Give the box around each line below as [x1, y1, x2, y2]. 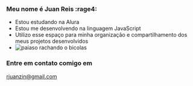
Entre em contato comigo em [6, 59, 92, 67]
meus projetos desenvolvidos [14, 38, 89, 45]
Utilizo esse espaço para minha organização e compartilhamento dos [14, 31, 188, 38]
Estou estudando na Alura [14, 19, 80, 26]
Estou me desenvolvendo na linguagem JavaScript [14, 25, 141, 32]
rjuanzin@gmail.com [6, 73, 57, 80]
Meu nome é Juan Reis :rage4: [6, 5, 98, 13]
